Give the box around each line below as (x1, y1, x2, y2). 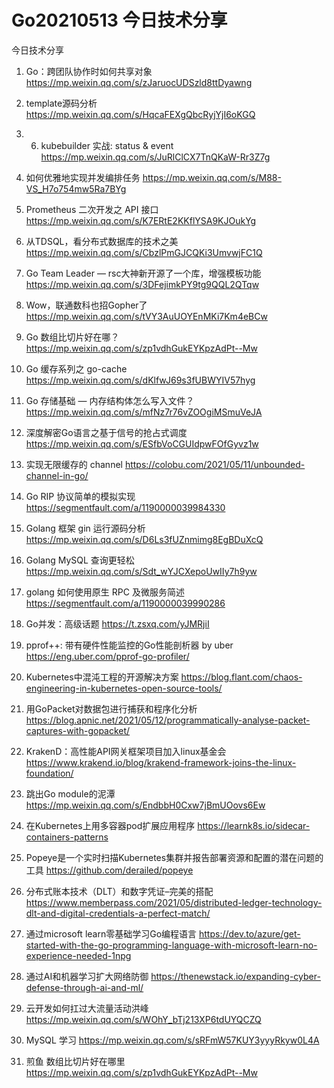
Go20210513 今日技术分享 (11, 9, 228, 32)
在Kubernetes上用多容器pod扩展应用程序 (25, 819, 196, 831)
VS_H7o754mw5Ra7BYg (25, 182, 127, 195)
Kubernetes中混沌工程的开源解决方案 (25, 671, 179, 683)
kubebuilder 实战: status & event (40, 139, 174, 151)
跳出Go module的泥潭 (25, 787, 116, 800)
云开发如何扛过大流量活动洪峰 (25, 1002, 149, 1014)
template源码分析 (25, 97, 98, 109)
